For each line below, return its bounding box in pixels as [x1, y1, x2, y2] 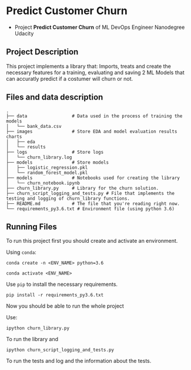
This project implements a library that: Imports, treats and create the [6, 62, 172, 70]
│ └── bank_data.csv [6, 123, 62, 129]
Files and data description [6, 92, 103, 103]
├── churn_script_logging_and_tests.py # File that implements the [6, 190, 175, 196]
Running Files [6, 222, 57, 232]
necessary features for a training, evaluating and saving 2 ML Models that [6, 69, 185, 76]
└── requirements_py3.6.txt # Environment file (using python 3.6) [6, 206, 175, 212]
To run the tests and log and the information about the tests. [6, 358, 152, 365]
